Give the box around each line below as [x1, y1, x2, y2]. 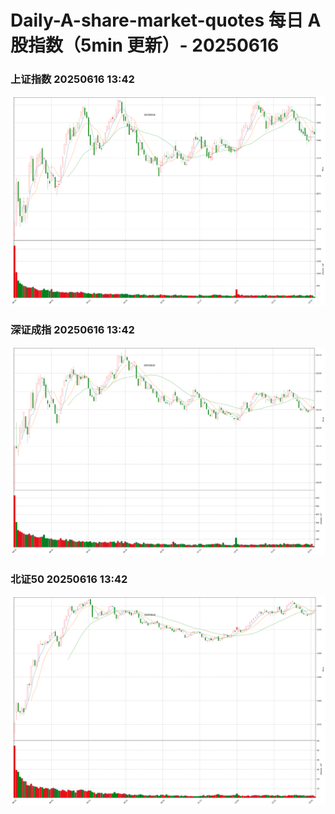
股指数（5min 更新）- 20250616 [10, 34, 280, 57]
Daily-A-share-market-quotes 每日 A [10, 9, 322, 32]
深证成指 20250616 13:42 [10, 322, 135, 336]
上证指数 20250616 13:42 [10, 72, 135, 86]
